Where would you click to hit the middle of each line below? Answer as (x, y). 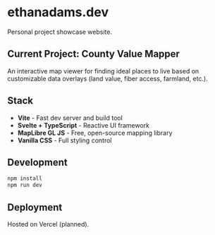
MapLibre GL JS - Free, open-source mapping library (95, 133)
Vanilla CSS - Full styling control (64, 140)
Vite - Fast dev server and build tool (70, 118)
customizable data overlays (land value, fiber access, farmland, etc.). (107, 78)
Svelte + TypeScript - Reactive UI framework (84, 125)
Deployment (35, 207)
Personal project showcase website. (60, 32)
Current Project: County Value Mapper (93, 54)
